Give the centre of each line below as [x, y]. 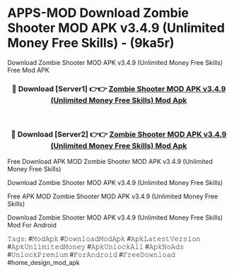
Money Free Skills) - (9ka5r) [91, 43]
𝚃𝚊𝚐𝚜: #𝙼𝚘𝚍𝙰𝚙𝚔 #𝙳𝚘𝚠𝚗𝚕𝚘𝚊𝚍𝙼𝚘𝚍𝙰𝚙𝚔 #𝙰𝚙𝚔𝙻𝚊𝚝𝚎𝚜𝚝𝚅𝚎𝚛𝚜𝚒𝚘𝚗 [104, 239]
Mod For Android [32, 225]
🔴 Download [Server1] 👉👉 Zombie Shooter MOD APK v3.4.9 [119, 88]
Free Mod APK [28, 70]
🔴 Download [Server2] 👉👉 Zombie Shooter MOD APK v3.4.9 [119, 134]
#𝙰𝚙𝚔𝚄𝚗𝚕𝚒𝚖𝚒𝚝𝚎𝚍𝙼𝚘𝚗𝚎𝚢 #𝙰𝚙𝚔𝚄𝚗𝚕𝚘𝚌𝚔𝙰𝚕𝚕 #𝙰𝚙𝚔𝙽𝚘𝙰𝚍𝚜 [96, 246]
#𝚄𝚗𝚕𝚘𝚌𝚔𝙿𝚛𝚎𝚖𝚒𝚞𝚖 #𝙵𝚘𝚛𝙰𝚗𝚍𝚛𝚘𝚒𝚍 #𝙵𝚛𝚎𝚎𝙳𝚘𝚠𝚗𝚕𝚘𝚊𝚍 [91, 254]
